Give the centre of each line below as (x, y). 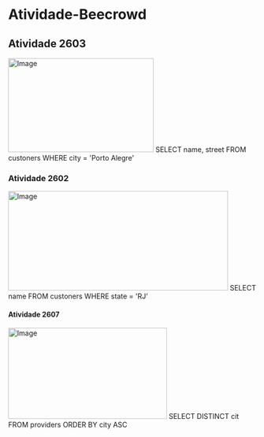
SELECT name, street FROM (201, 150)
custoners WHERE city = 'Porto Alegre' (71, 158)
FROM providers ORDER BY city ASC (68, 424)
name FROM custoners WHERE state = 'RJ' (78, 296)
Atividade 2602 (39, 178)
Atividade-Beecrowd (78, 15)
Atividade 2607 (34, 314)
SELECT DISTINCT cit (204, 416)
